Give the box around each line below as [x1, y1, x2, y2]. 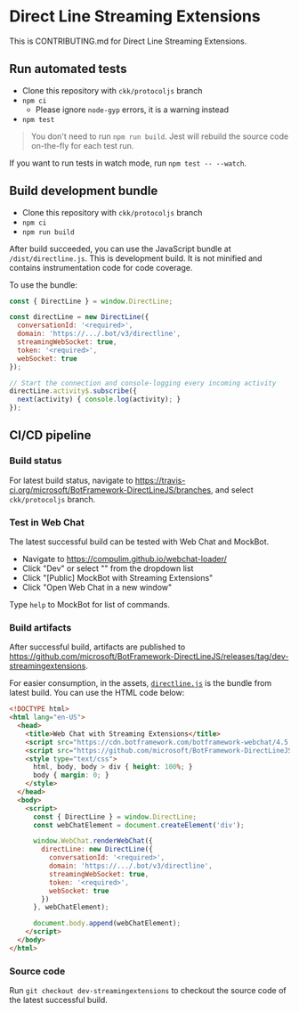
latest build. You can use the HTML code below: [9, 688, 185, 698]
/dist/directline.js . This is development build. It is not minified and [9, 252, 263, 264]
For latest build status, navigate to [9, 475, 133, 486]
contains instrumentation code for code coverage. [9, 262, 193, 273]
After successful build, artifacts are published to [9, 641, 186, 652]
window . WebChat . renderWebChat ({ [32, 837, 153, 845]
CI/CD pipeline [9, 428, 92, 443]
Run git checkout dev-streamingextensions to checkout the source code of [9, 985, 287, 996]
